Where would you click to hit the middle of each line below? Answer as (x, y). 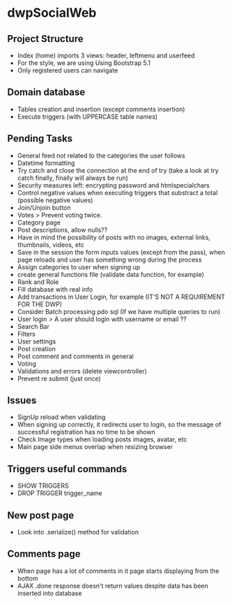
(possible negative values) (55, 200)
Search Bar (33, 326)
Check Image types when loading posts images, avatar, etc (102, 439)
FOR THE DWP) (40, 304)
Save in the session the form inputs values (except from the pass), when (121, 252)
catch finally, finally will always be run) (73, 178)
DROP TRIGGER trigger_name (60, 493)
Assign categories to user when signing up (79, 267)
